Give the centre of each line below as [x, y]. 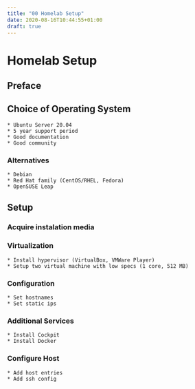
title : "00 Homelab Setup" [46, 13]
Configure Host [33, 359]
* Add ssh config [32, 379]
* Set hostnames [30, 297]
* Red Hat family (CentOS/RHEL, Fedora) [66, 181]
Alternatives [28, 160]
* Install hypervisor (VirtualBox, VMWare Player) [81, 260]
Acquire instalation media [51, 227]
